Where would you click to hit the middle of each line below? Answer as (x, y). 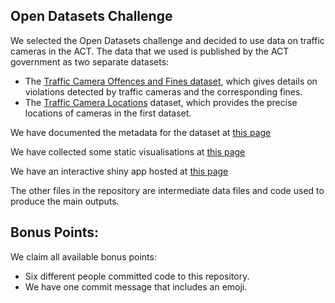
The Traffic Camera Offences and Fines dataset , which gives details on (171, 81)
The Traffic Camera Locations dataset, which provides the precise (161, 102)
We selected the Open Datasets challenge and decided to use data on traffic (167, 40)
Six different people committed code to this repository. (137, 276)
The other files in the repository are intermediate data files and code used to (167, 190)
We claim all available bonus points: (83, 256)
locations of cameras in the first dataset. (108, 113)
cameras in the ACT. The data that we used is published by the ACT (150, 51)
